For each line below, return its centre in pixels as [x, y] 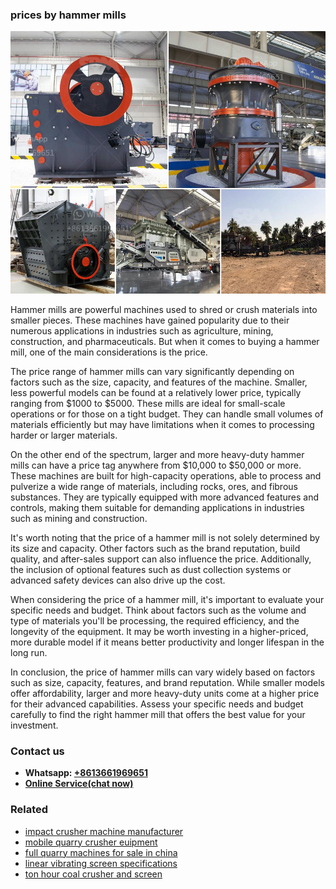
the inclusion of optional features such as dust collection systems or [151, 569]
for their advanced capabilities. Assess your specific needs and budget [157, 704]
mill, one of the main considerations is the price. [109, 352]
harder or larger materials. [64, 435]
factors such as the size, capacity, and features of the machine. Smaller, [159, 382]
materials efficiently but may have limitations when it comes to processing [162, 424]
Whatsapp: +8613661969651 [86, 773]
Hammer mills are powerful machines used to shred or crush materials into [164, 309]
